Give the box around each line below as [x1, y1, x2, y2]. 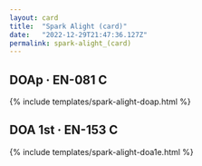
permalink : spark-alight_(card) [9, 38, 131, 48]
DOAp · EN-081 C [9, 72, 108, 87]
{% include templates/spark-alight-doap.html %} [9, 96, 192, 107]
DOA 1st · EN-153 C [9, 122, 119, 138]
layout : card [9, 13, 59, 23]
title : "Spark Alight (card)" [9, 22, 128, 31]
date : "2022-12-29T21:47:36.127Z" [9, 30, 148, 39]
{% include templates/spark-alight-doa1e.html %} [9, 146, 195, 157]
